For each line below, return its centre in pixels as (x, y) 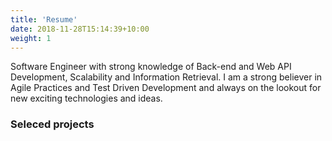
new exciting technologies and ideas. (86, 98)
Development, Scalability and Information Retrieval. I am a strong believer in (166, 77)
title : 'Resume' (44, 19)
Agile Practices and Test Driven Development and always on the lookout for (166, 88)
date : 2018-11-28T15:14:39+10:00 (80, 29)
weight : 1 (31, 38)
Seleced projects (52, 124)
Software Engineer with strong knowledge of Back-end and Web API (151, 67)
